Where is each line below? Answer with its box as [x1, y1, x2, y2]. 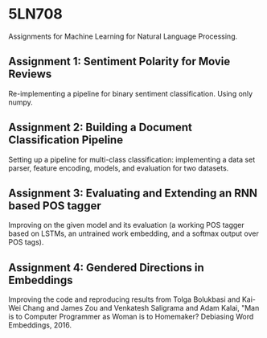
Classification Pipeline [8, 134, 123, 147]
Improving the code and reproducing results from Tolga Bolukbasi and [8, 295, 240, 304]
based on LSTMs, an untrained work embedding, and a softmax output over [8, 229, 259, 238]
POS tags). [8, 237, 44, 247]
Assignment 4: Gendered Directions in [8, 261, 205, 274]
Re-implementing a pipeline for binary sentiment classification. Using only [8, 89, 253, 98]
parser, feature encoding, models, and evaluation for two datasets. [8, 163, 229, 173]
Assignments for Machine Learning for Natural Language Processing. [8, 31, 238, 41]
